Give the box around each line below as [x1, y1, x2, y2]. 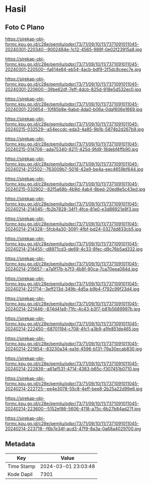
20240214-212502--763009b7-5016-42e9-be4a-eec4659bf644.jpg [5, 166, 144, 172]
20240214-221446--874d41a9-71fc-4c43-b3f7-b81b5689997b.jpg [5, 306, 141, 312]
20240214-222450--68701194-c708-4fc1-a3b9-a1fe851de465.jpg [5, 326, 139, 332]
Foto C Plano [5, 23, 45, 31]
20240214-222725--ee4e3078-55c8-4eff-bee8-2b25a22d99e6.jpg [5, 386, 143, 392]
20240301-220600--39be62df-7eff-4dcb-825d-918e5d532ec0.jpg [5, 86, 141, 92]
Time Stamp [7, 463, 36, 470]
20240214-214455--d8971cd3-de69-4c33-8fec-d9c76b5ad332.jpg [5, 246, 143, 252]
